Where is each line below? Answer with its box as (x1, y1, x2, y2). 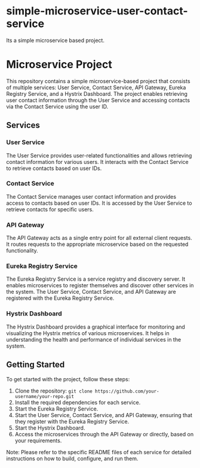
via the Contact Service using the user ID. (6, 103, 109, 110)
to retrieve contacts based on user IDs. (6, 165, 102, 172)
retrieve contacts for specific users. (6, 205, 94, 213)
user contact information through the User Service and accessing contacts (6, 96, 190, 104)
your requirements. (14, 437, 62, 444)
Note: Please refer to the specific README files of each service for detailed (6, 448, 192, 455)
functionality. (6, 247, 39, 254)
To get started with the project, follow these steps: (6, 375, 130, 382)
